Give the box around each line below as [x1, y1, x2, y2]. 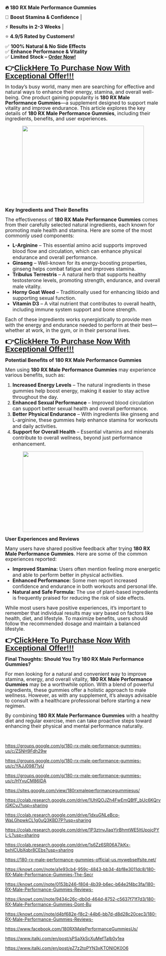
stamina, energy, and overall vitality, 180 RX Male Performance [5, 676, 153, 683]
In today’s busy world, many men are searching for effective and [5, 83, 155, 90]
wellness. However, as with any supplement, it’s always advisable [5, 692, 157, 699]
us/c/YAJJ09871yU [5, 763, 44, 769]
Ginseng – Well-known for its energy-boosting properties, [12, 259, 147, 266]
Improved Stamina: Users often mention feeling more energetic [12, 565, 161, 572]
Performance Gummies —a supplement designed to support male [5, 99, 159, 106]
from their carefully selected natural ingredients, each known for [5, 221, 155, 228]
